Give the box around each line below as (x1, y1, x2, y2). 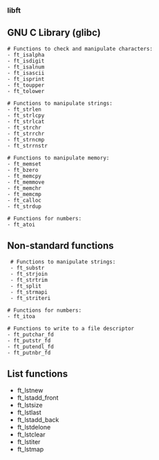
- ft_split (10, 283, 41, 290)
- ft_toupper (7, 82, 45, 89)
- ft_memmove (7, 179, 45, 186)
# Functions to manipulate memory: (7, 154, 110, 161)
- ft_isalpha (7, 51, 45, 58)
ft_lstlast (17, 408, 41, 417)
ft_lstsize (17, 401, 43, 409)
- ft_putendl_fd (7, 343, 54, 350)
